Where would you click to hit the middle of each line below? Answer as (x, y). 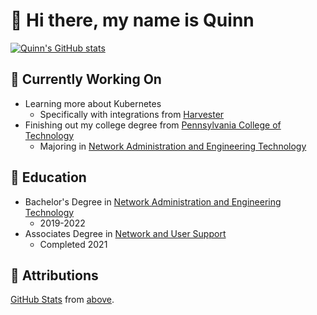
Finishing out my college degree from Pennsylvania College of (153, 125)
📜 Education (48, 177)
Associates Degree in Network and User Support (125, 233)
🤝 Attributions (54, 275)
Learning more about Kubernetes (93, 103)
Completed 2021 (73, 244)
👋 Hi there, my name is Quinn (132, 20)
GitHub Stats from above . (62, 300)
